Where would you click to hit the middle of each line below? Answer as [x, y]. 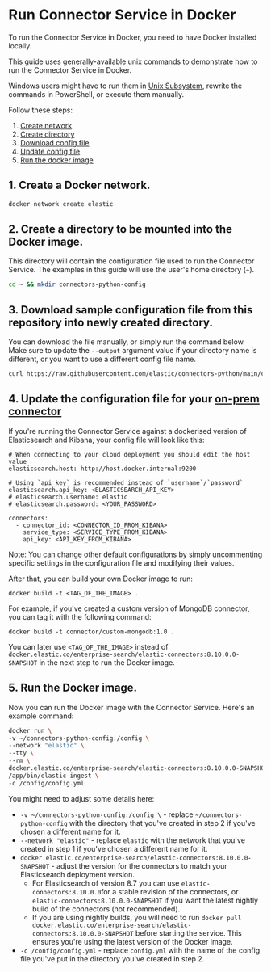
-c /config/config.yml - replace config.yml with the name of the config [140, 950]
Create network [46, 125]
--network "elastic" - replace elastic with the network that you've [133, 840]
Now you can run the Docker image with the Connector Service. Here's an [131, 707]
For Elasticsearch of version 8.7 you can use [106, 883]
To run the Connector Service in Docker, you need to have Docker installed [133, 37]
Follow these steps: [40, 110]
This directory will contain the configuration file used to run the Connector [131, 261]
